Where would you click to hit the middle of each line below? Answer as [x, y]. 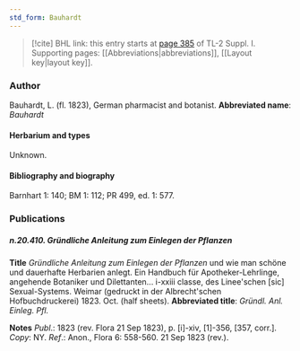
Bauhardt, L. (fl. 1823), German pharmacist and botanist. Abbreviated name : [150, 105]
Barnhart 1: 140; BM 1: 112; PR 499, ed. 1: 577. [92, 196]
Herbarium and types [50, 135]
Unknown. [28, 155]
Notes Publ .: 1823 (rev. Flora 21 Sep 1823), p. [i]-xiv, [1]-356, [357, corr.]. [143, 328]
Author [25, 85]
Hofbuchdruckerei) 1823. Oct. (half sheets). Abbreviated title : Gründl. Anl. [146, 301]
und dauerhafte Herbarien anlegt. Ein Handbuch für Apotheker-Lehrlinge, [145, 272]
